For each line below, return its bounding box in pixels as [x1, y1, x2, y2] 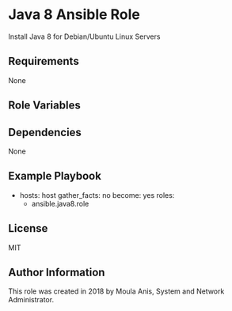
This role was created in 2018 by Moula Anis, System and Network [8, 286, 225, 296]
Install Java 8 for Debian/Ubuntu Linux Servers [8, 32, 161, 41]
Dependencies [8, 125, 82, 139]
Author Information [8, 265, 105, 279]
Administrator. [8, 295, 54, 305]
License [8, 222, 48, 235]
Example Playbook [8, 169, 101, 183]
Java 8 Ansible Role [8, 6, 141, 24]
